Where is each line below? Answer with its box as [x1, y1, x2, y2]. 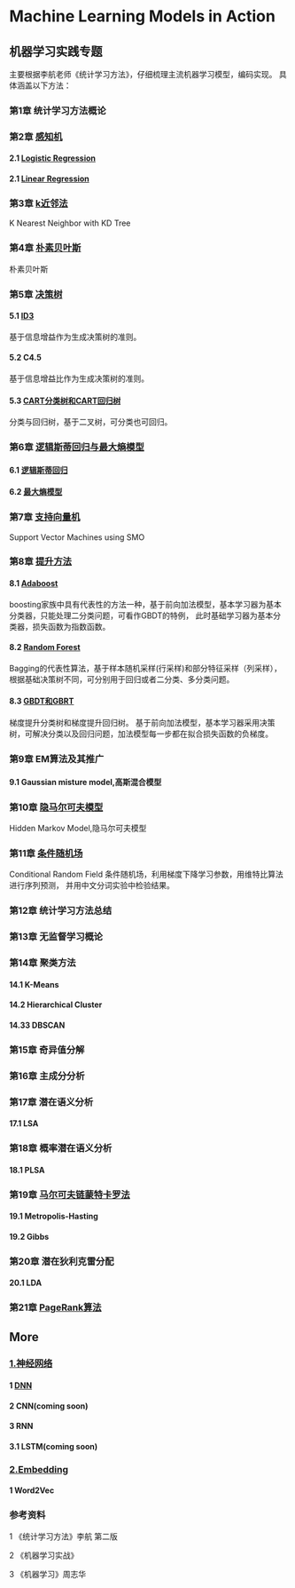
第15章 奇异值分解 [9, 1044, 85, 1056]
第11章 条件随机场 [9, 846, 83, 859]
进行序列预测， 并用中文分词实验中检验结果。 [9, 880, 175, 891]
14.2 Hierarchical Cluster [9, 999, 103, 1010]
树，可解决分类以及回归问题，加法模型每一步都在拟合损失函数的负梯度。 [9, 728, 273, 739]
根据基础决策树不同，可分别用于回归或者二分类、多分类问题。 [9, 673, 235, 685]
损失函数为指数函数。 [32, 621, 111, 631]
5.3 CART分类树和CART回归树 [9, 395, 121, 406]
